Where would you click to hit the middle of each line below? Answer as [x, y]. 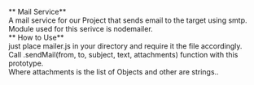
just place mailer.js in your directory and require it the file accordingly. [125, 46]
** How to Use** [36, 37]
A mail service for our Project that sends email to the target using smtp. [128, 20]
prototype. [26, 63]
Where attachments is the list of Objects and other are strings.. [114, 72]
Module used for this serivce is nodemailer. [81, 29]
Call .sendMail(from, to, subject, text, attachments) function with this [123, 55]
